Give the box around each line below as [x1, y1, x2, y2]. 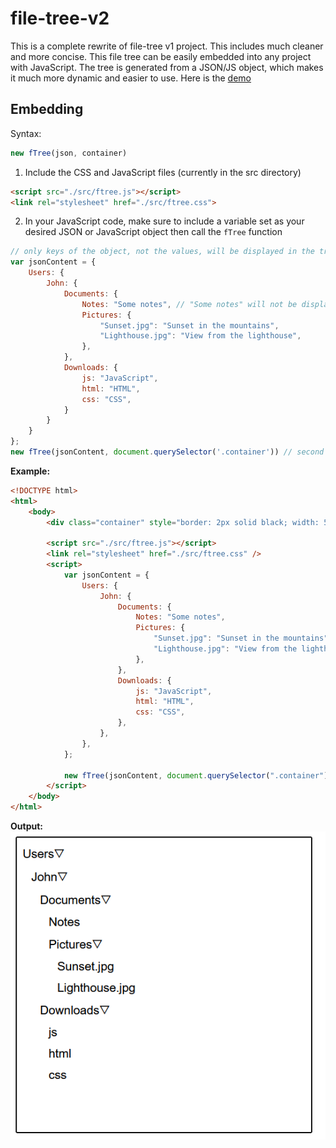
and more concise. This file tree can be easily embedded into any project [10, 50, 312, 62]
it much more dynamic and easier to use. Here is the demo [10, 72, 252, 84]
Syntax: [10, 127, 42, 139]
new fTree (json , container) [10, 148, 128, 158]
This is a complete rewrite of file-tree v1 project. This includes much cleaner [10, 40, 324, 52]
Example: [10, 465, 51, 477]
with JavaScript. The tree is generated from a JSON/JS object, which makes [10, 61, 324, 73]
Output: [10, 820, 43, 832]
